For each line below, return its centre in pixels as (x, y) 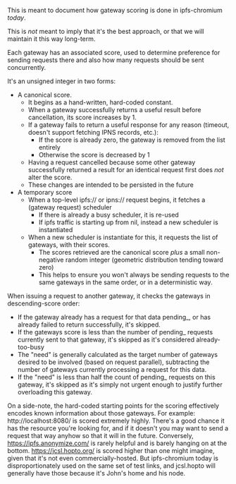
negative (51, 260)
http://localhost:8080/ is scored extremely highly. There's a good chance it (116, 421)
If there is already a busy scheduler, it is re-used (109, 215)
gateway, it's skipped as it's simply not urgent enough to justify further (120, 385)
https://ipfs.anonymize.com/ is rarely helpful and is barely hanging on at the (117, 443)
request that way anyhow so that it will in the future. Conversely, (100, 436)
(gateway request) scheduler (70, 207)
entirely (50, 147)
